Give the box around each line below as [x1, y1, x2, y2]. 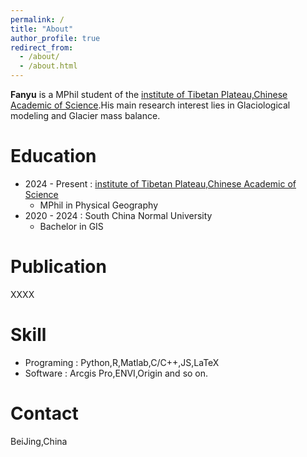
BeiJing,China [10, 435, 68, 447]
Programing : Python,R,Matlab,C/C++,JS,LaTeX [24, 356, 220, 368]
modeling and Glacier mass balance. [10, 110, 161, 121]
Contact [10, 402, 79, 425]
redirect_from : [10, 42, 74, 53]
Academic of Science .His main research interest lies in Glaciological [10, 99, 291, 111]
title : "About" [10, 24, 74, 34]
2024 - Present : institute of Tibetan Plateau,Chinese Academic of [24, 177, 297, 190]
